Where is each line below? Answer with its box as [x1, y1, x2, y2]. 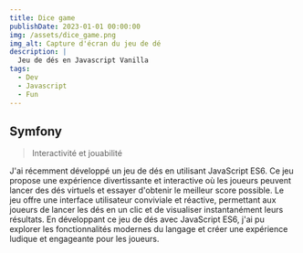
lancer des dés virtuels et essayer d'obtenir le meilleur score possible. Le [9, 184, 285, 196]
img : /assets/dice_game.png [9, 30, 117, 39]
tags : [9, 65, 30, 74]
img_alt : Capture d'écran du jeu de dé [9, 38, 162, 48]
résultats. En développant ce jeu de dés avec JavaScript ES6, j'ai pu [9, 214, 265, 225]
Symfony [9, 123, 62, 139]
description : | [9, 47, 68, 57]
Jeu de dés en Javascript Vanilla [17, 56, 149, 65]
